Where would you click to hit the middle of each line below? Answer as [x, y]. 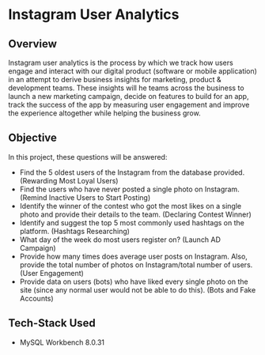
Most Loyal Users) [89, 180]
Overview [33, 44]
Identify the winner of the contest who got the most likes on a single [131, 206]
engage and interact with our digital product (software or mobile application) [132, 71]
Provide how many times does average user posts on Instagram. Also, [133, 256]
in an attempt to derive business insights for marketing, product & [115, 79]
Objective [33, 138]
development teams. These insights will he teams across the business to [126, 88]
